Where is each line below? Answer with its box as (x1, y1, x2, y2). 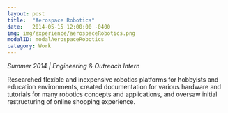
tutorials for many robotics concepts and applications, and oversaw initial (7, 90, 218, 98)
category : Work (7, 43, 52, 50)
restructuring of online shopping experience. (7, 98, 136, 105)
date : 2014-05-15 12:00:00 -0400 (7, 23, 111, 30)
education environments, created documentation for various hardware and (7, 83, 222, 91)
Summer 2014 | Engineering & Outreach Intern (7, 62, 140, 70)
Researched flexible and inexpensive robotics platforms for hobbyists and (7, 75, 219, 84)
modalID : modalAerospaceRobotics (7, 36, 105, 43)
